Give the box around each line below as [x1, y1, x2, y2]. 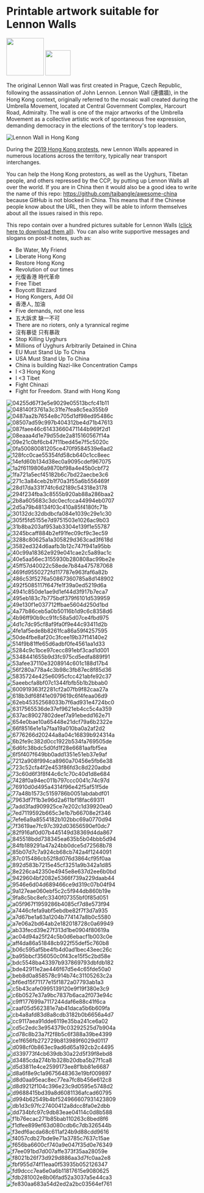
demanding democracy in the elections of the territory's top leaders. [6, 121, 178, 129]
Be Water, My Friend [15, 246, 67, 254]
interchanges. [6, 158, 41, 166]
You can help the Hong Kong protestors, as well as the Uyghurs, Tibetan [6, 170, 188, 178]
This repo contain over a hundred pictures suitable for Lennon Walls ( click [6, 221, 192, 228]
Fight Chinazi [15, 381, 49, 388]
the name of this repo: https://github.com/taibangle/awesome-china [6, 190, 178, 197]
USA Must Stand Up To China [15, 355, 90, 362]
